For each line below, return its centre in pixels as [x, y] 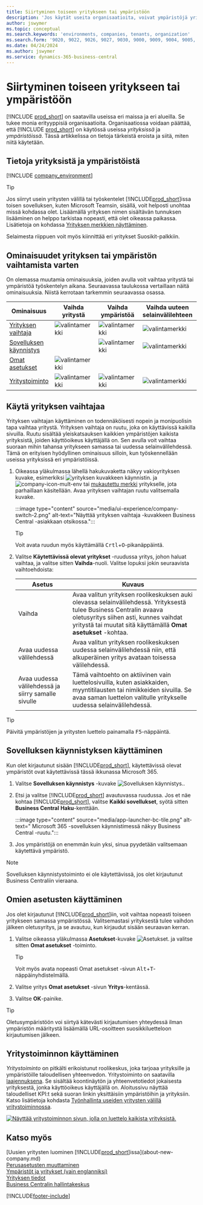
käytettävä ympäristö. [42, 851]
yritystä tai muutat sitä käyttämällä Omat [130, 625]
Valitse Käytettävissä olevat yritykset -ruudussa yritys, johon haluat [101, 557]
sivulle [27, 701]
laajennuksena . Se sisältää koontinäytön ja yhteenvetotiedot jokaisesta [94, 1081]
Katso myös [29, 1138]
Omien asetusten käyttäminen [64, 900]
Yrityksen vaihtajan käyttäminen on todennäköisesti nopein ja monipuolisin [99, 421]
